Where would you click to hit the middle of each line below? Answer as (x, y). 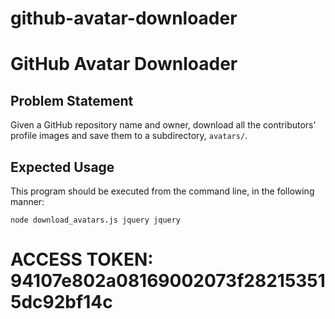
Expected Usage (62, 167)
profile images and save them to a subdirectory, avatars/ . (129, 136)
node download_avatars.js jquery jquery (96, 220)
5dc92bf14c (61, 302)
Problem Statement (72, 100)
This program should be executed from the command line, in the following (162, 191)
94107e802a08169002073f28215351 (168, 281)
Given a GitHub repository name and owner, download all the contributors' (163, 125)
